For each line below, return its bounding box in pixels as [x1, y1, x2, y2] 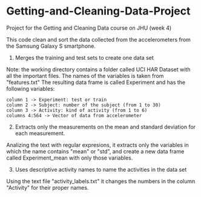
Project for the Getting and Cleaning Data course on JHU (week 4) [6, 24, 172, 31]
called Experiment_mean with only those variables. [6, 154, 133, 161]
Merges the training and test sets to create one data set [15, 54, 154, 61]
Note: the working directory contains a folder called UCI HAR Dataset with [6, 65, 191, 73]
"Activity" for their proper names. [6, 184, 89, 191]
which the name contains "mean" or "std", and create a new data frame [6, 147, 185, 155]
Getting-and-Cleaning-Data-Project [6, 4, 191, 18]
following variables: [6, 85, 55, 92]
